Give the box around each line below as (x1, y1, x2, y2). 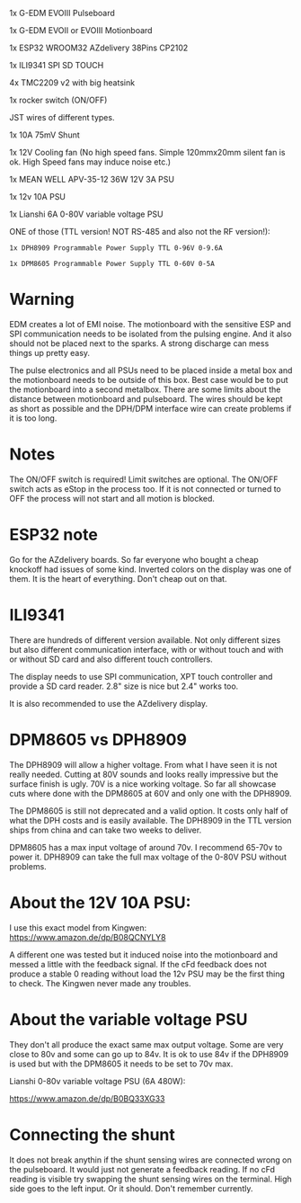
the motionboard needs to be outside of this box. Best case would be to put (9, 374, 289, 385)
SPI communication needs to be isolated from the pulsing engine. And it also (9, 328, 292, 339)
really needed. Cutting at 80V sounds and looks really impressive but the (9, 769, 279, 780)
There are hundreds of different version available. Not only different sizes (9, 634, 281, 646)
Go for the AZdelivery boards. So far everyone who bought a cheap (9, 554, 259, 565)
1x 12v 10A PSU (9, 192, 66, 201)
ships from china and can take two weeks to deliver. (9, 824, 202, 835)
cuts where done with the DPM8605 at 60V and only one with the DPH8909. (9, 788, 292, 798)
